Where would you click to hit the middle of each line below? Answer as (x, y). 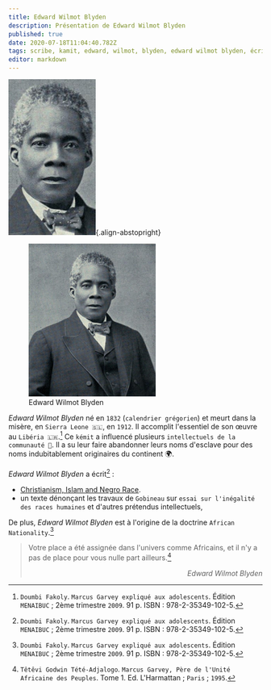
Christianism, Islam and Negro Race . (80, 489)
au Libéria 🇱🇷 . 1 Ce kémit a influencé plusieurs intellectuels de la (122, 436)
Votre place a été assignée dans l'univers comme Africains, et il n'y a (143, 548)
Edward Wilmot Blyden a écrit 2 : (61, 473)
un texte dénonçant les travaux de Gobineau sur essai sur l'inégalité (138, 498)
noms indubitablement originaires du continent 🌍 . (92, 454)
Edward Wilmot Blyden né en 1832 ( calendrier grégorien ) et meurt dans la (132, 418)
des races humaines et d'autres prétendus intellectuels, (111, 506)
